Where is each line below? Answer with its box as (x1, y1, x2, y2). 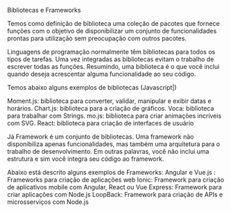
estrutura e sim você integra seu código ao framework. (7, 155, 164, 163)
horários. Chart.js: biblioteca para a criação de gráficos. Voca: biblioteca (7, 104, 214, 112)
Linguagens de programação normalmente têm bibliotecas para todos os (7, 48, 216, 56)
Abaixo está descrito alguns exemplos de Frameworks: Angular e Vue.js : (7, 168, 216, 176)
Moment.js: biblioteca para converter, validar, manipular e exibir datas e (7, 97, 212, 105)
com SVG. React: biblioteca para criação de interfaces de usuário (7, 119, 194, 127)
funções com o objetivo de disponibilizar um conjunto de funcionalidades (7, 27, 217, 35)
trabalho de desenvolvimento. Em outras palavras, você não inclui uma (7, 148, 209, 155)
